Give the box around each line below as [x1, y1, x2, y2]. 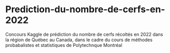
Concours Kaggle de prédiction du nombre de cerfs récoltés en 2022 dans [5, 31, 163, 37]
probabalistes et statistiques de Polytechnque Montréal [5, 42, 122, 48]
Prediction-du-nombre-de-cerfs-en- [5, 4, 165, 15]
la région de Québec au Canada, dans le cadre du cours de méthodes [5, 37, 153, 43]
